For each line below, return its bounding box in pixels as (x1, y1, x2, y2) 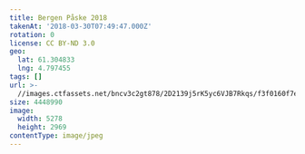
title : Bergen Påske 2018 (9, 13, 107, 23)
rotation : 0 (9, 30, 54, 39)
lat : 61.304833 (17, 55, 75, 64)
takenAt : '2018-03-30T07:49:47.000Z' (9, 22, 152, 31)
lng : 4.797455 (17, 64, 71, 73)
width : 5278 (17, 114, 64, 123)
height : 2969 (17, 123, 67, 132)
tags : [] (9, 72, 43, 82)
